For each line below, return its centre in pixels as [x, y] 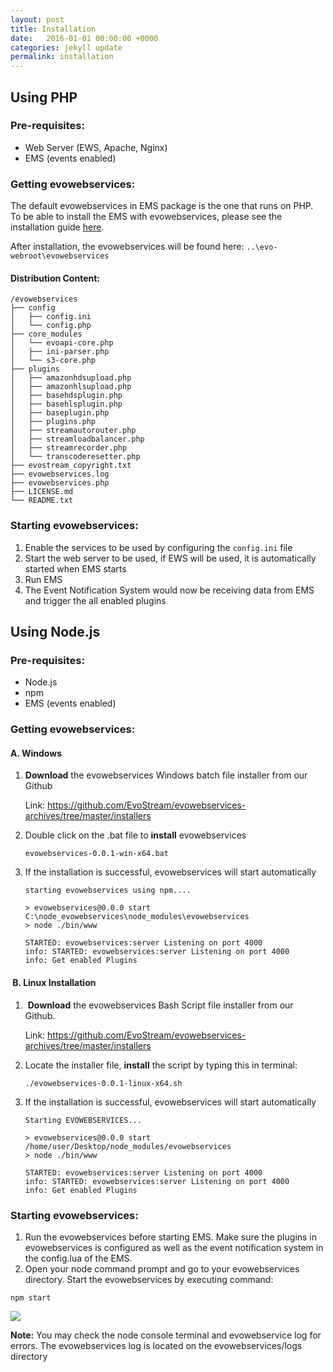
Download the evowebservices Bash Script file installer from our [160, 1005]
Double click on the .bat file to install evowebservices [135, 835]
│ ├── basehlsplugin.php [66, 404]
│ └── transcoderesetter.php [75, 457]
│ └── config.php [51, 326]
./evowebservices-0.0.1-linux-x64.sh [103, 1083]
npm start [31, 1297]
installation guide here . [57, 227]
